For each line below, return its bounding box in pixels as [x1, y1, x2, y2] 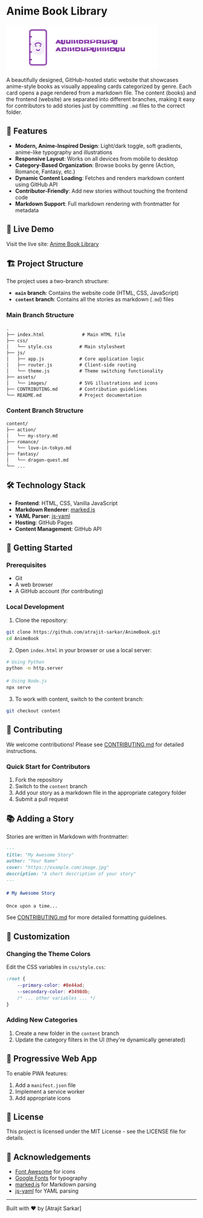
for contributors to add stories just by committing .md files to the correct [6, 102, 185, 109]
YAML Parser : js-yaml [14, 512, 71, 520]
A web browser [14, 581, 53, 589]
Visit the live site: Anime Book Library [6, 240, 99, 247]
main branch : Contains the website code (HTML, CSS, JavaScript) [14, 289, 179, 296]
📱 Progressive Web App [6, 1054, 97, 1064]
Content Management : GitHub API [14, 525, 102, 532]
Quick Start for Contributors [6, 762, 91, 771]
